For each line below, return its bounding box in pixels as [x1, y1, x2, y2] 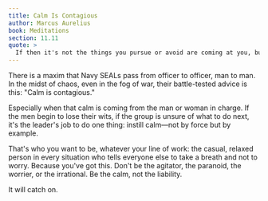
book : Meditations [8, 26, 69, 34]
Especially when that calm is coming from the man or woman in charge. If [8, 103, 250, 112]
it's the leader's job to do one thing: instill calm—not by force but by [8, 120, 231, 129]
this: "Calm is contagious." [8, 88, 96, 97]
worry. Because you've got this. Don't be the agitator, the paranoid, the [8, 161, 242, 170]
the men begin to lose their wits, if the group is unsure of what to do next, [8, 112, 250, 120]
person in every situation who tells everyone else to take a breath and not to [8, 152, 258, 162]
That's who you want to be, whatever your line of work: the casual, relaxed [8, 144, 254, 153]
